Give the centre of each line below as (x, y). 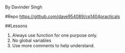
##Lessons (16, 26)
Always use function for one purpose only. (55, 35)
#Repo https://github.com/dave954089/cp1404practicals (63, 16)
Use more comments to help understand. (53, 45)
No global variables (31, 40)
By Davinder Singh (24, 7)
